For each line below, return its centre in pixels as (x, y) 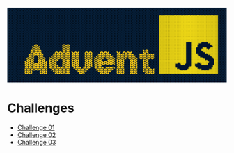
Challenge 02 (37, 135)
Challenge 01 (36, 127)
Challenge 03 (37, 142)
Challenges (41, 108)
